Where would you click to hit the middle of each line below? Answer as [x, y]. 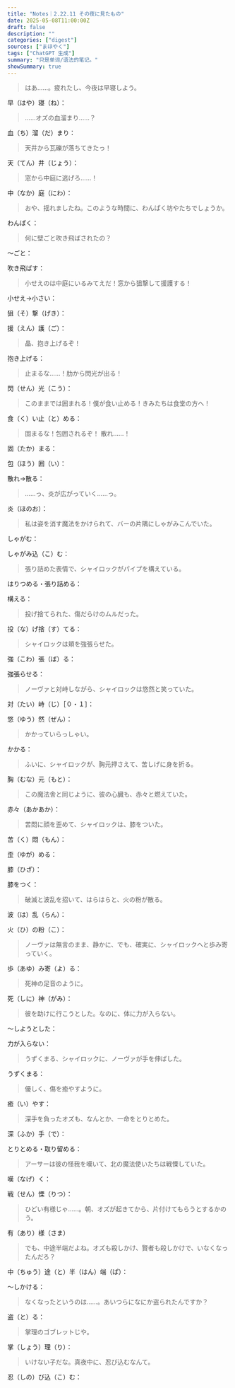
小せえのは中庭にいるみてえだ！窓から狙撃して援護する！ [108, 283]
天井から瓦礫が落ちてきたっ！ [68, 148]
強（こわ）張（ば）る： [41, 659]
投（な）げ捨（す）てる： [44, 629]
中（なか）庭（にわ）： [40, 192]
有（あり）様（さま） [38, 1232]
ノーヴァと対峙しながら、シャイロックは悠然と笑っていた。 [111, 689]
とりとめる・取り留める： [44, 1149]
